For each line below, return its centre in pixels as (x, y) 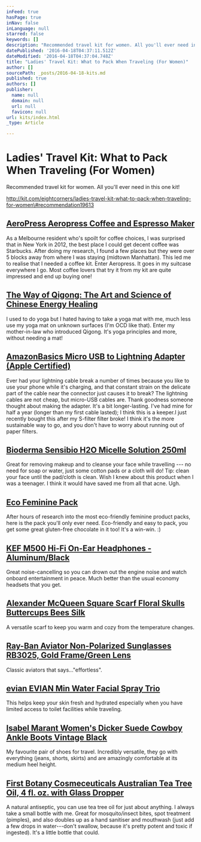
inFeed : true (22, 12)
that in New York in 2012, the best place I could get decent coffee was (93, 244)
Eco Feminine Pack (42, 502)
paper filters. (22, 431)
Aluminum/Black (38, 558)
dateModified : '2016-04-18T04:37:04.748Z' (60, 56)
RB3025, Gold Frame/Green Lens (69, 655)
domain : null (28, 100)
